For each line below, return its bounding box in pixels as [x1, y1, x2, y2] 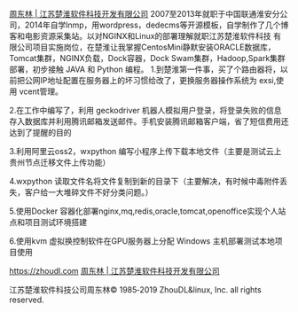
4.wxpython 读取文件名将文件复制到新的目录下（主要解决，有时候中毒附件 [9, 176, 280, 186]
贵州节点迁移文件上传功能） [9, 157, 111, 168]
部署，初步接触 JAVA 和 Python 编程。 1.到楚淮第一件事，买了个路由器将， [9, 64, 281, 74]
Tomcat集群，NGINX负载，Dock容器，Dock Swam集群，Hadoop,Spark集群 [9, 53, 286, 63]
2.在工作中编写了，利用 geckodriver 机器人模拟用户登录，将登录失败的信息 [9, 105, 282, 115]
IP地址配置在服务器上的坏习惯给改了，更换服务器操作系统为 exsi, [39, 75, 277, 85]
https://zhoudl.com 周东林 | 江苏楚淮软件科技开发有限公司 [9, 266, 220, 276]
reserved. [9, 294, 44, 305]
